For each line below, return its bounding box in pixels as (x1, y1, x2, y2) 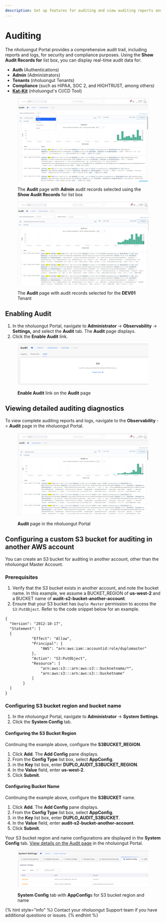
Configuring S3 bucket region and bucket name (5, 702, 122, 709)
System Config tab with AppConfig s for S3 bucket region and (17, 892, 145, 898)
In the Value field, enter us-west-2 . (12, 767, 85, 772)
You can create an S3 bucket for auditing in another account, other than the (5, 556, 159, 562)
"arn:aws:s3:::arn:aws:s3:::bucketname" (40, 671, 125, 676)
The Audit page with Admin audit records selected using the (17, 186, 141, 192)
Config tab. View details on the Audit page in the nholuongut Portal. (5, 840, 143, 846)
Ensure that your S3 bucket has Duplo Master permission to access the (12, 601, 157, 607)
